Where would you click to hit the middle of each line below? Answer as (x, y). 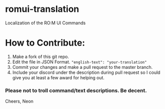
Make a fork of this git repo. (41, 56)
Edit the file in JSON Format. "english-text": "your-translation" (80, 62)
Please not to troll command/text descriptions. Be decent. (76, 90)
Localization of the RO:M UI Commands (45, 23)
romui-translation (42, 9)
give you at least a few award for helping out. (58, 77)
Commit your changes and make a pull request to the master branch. (82, 67)
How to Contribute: (45, 43)
